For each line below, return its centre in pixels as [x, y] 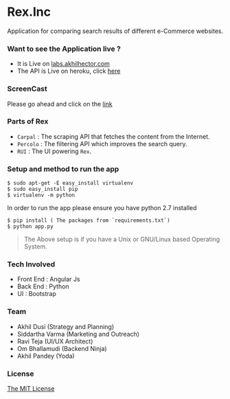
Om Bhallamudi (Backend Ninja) [62, 348]
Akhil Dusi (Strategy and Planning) [66, 326]
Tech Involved [31, 264]
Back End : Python [43, 286]
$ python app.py [30, 227]
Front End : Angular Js [48, 280]
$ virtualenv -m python [41, 195]
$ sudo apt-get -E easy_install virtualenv [70, 183]
